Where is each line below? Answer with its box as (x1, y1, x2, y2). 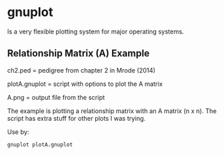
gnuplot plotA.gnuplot (7, 141, 73, 148)
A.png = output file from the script (7, 93, 106, 101)
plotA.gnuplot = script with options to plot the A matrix (7, 80, 163, 88)
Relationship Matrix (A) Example (7, 47, 150, 59)
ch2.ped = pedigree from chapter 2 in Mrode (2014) (7, 66, 156, 74)
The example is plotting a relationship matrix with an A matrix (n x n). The (7, 106, 217, 115)
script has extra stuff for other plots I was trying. (7, 114, 146, 122)
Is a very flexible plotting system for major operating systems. (7, 27, 184, 36)
